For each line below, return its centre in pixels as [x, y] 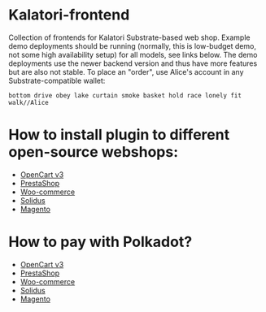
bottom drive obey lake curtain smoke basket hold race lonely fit [125, 95]
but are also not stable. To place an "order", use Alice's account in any [126, 71]
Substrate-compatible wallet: [57, 80]
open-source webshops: [94, 152]
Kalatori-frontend [69, 15]
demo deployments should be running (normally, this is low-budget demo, [132, 45]
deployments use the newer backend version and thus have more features [133, 63]
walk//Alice [28, 102]
